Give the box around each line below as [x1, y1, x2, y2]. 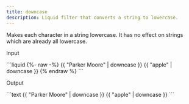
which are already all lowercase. [6, 37, 87, 45]
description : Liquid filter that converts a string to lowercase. [6, 15, 179, 21]
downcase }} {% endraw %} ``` [6, 67, 84, 74]
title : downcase [6, 8, 48, 15]
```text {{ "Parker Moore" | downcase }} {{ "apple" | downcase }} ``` [6, 91, 175, 98]
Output [6, 79, 24, 86]
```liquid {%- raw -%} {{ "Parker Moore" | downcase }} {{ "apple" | [6, 61, 173, 68]
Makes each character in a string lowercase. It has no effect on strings [6, 31, 184, 38]
